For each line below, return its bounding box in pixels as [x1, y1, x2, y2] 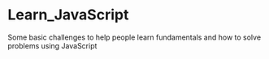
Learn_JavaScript [7, 6, 129, 24]
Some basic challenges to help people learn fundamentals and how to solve [7, 32, 262, 42]
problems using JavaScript [7, 40, 98, 50]
